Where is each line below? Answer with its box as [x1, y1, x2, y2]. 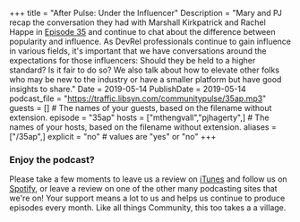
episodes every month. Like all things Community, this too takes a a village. [9, 202, 287, 213]
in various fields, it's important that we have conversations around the [9, 46, 267, 56]
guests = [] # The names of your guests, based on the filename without [9, 103, 272, 113]
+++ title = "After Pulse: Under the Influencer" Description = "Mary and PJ [9, 8, 282, 18]
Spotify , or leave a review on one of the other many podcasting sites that [9, 184, 278, 194]
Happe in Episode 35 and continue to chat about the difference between [9, 27, 276, 37]
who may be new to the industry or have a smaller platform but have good [9, 74, 282, 84]
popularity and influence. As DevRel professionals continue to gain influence [9, 36, 292, 47]
